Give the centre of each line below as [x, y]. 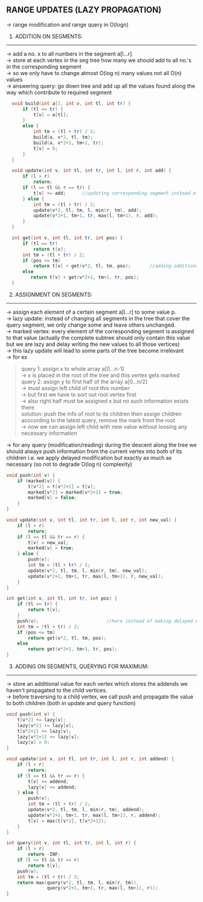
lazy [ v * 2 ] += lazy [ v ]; [46, 725]
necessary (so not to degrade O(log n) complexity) [69, 464]
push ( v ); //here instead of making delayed [105, 621]
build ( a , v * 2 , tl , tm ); [63, 138]
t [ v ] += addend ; [48, 781]
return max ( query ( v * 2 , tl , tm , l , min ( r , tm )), [78, 883]
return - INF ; [44, 854]
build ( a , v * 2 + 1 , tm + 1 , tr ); [68, 143]
